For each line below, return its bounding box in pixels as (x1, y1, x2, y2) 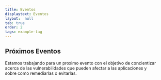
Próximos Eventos (5, 47, 61, 55)
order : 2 (5, 25, 23, 30)
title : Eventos (5, 7, 36, 12)
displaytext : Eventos (5, 12, 49, 16)
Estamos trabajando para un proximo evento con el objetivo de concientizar (5, 60, 156, 66)
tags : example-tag (5, 29, 42, 34)
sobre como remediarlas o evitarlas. (5, 70, 77, 76)
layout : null (5, 16, 34, 21)
